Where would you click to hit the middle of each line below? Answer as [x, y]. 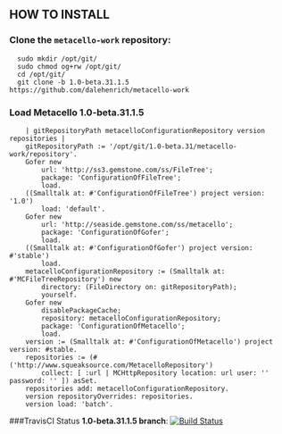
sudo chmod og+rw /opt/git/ [70, 66]
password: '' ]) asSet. [54, 380]
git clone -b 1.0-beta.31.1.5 [73, 82]
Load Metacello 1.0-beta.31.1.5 [77, 113]
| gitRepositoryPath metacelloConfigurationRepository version [145, 130]
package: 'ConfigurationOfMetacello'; [113, 326]
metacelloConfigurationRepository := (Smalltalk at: [125, 271]
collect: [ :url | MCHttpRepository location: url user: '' [155, 373]
